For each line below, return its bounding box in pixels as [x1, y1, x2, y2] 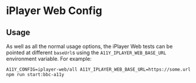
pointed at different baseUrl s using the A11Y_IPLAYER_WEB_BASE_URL [6, 49, 167, 56]
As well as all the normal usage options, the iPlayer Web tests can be [6, 43, 173, 50]
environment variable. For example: [6, 56, 92, 62]
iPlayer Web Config [6, 4, 102, 18]
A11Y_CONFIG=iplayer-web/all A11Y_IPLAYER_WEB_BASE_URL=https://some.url [6, 67, 191, 72]
